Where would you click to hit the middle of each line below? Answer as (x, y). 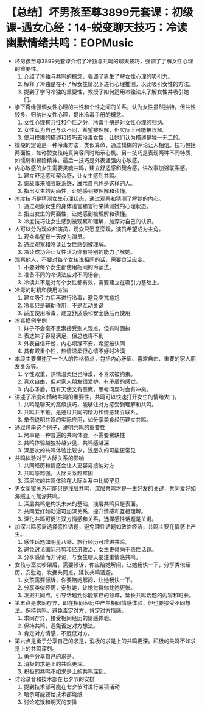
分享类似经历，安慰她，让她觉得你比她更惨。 (80, 587)
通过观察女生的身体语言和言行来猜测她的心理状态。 (88, 206)
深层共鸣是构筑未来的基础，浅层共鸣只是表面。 (82, 503)
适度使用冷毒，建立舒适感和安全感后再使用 (77, 312)
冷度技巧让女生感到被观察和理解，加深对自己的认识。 (90, 221)
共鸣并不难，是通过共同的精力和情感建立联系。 (82, 412)
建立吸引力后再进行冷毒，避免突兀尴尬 (71, 297)
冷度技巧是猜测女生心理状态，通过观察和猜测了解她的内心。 (89, 198)
